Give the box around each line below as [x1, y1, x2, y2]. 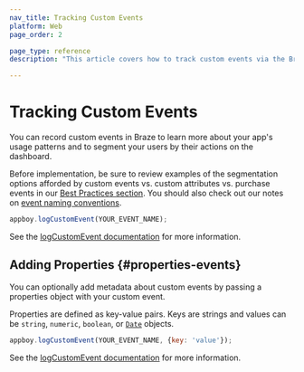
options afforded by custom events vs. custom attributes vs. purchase [9, 178, 271, 189]
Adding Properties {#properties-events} [9, 257, 242, 272]
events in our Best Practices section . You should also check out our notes [9, 187, 284, 199]
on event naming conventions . [9, 197, 122, 208]
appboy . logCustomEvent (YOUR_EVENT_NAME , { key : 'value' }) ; [9, 336, 233, 345]
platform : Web [9, 22, 63, 31]
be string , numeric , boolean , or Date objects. [9, 318, 175, 329]
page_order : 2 [9, 30, 63, 39]
